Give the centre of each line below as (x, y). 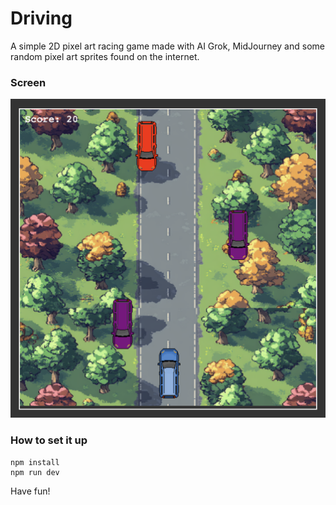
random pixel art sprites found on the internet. (105, 56)
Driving (41, 18)
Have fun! (30, 491)
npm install (35, 462)
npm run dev (35, 472)
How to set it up (49, 440)
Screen (28, 82)
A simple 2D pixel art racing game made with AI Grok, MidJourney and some (167, 46)
